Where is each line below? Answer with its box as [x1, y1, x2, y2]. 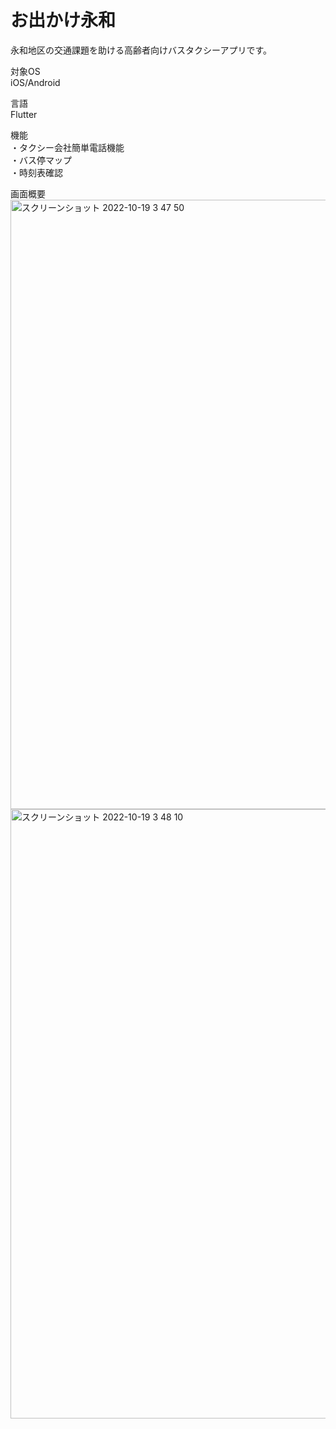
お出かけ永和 [10, 9, 117, 32]
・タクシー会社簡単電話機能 [10, 141, 125, 153]
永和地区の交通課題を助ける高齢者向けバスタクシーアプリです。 [10, 44, 273, 56]
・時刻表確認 [10, 166, 63, 178]
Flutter [10, 108, 38, 120]
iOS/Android [10, 76, 61, 88]
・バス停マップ [10, 154, 72, 166]
